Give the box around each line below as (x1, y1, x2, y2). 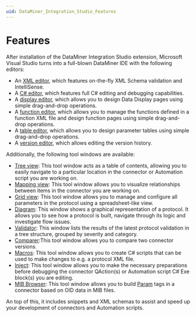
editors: (6, 66, 25, 73)
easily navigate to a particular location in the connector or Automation (14, 168, 183, 175)
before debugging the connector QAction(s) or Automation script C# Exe (14, 268, 190, 275)
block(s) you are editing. (14, 274, 74, 281)
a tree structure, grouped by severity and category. (14, 230, 139, 237)
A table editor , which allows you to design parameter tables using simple (14, 127, 190, 134)
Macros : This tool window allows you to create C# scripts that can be (14, 249, 181, 256)
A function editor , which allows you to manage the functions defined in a (14, 108, 190, 115)
